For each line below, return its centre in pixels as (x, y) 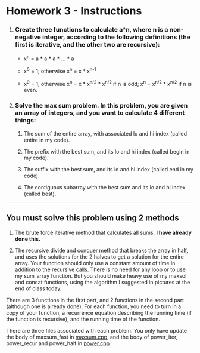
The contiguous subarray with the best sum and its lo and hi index (104, 187)
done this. (27, 239)
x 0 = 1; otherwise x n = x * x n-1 (60, 71)
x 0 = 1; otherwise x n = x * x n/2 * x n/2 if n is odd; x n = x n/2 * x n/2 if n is (108, 83)
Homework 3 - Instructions (74, 11)
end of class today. (38, 288)
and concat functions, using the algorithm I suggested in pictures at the (102, 282)
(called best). (40, 194)
